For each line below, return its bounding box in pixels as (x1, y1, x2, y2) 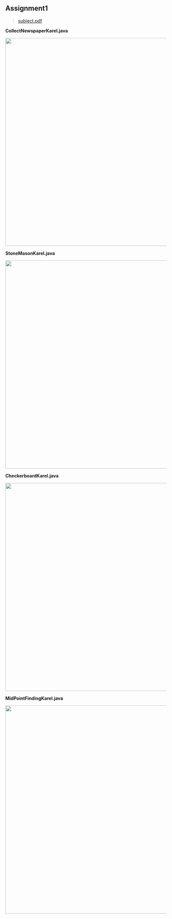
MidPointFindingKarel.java (5, 695, 63, 701)
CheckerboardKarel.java (5, 472, 59, 478)
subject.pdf (17, 17, 42, 24)
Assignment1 (5, 4, 48, 13)
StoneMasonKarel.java (5, 250, 55, 256)
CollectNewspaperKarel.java (5, 28, 68, 34)
